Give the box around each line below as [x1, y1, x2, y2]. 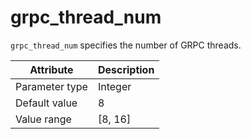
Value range [15, 112, 72, 126]
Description [97, 62, 155, 76]
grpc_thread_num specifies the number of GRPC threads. [10, 39, 242, 51]
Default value [15, 96, 78, 110]
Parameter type [15, 79, 88, 93]
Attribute [29, 62, 74, 76]
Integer [97, 79, 132, 93]
